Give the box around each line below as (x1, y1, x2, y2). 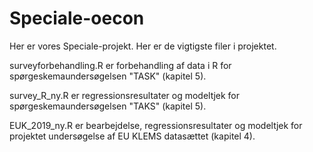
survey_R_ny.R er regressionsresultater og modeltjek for (9, 89, 241, 101)
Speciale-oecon (9, 7, 145, 30)
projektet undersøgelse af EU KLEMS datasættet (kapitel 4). (9, 130, 256, 142)
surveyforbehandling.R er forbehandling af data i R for (9, 59, 232, 71)
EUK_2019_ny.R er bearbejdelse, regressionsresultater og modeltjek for (9, 119, 303, 131)
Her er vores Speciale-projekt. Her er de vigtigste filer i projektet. (9, 40, 277, 52)
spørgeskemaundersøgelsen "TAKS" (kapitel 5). (9, 100, 207, 112)
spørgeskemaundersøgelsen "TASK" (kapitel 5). (9, 70, 207, 82)
